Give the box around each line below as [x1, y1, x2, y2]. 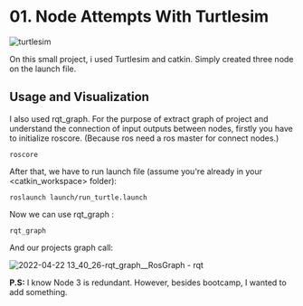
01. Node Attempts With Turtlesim [9, 6, 270, 27]
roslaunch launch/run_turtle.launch [9, 192, 147, 202]
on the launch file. [9, 63, 77, 74]
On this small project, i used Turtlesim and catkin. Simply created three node [9, 53, 294, 64]
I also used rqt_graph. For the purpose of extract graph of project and [9, 113, 269, 124]
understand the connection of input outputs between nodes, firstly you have [9, 123, 294, 134]
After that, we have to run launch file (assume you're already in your [9, 165, 263, 177]
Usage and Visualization [9, 89, 149, 105]
